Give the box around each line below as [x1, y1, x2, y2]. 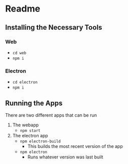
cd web [12, 50, 27, 55]
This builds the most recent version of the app [27, 143, 123, 149]
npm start [20, 128, 41, 133]
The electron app [12, 132, 49, 138]
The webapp [12, 122, 39, 128]
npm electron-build [20, 139, 61, 144]
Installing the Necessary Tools [5, 23, 102, 32]
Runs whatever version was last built [27, 154, 103, 160]
